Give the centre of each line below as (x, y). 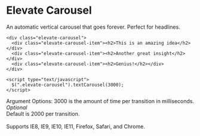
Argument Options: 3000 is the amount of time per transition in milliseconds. (100, 101)
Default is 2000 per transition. (43, 113)
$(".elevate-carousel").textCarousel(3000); (68, 85)
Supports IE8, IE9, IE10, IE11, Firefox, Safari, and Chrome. (76, 126)
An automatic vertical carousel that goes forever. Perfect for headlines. (93, 27)
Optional (17, 107)
